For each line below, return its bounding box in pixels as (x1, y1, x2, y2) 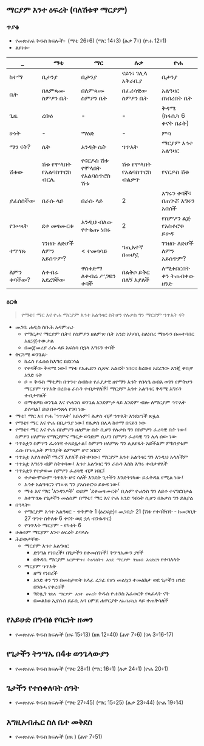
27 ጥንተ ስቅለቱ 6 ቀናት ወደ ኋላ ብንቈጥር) (24, 515, 112, 522)
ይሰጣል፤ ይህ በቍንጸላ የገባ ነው (24, 405, 86, 412)
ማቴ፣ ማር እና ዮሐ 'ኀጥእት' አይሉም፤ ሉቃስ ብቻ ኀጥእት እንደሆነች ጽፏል (15, 412, 160, 419)
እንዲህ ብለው (81, 217, 113, 226)
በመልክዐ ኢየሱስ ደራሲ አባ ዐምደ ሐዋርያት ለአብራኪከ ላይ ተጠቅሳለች (33, 597, 169, 604)
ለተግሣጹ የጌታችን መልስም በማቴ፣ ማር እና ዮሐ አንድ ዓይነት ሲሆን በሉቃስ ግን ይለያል (24, 494, 194, 501)
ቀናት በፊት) (161, 118, 189, 127)
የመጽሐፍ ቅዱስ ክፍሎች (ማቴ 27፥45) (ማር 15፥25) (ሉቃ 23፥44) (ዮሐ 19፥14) (15, 699, 184, 707)
